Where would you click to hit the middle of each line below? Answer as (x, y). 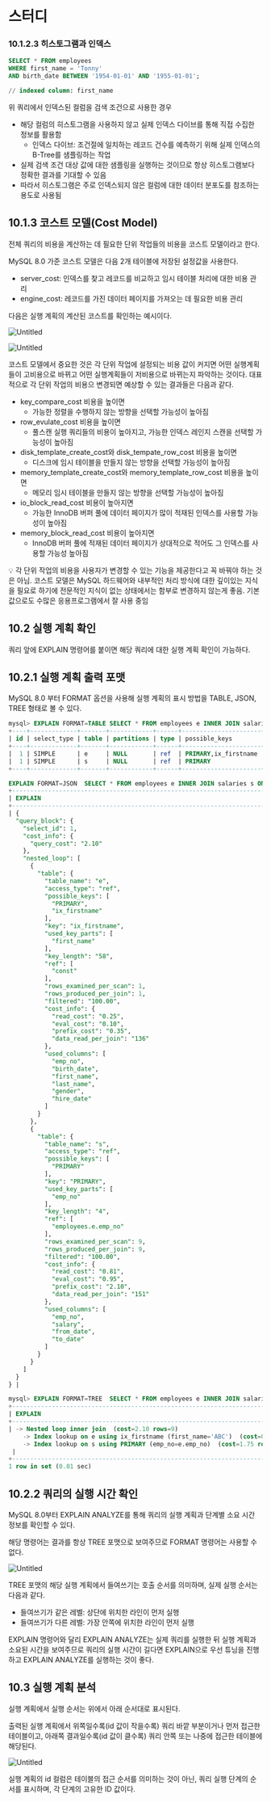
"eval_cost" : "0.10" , (88, 1024)
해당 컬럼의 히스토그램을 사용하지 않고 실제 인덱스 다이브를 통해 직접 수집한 (138, 124)
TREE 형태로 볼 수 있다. (45, 709)
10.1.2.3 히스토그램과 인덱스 (60, 44)
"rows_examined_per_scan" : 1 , (95, 987)
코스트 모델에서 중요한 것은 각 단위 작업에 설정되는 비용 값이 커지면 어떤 (120, 364)
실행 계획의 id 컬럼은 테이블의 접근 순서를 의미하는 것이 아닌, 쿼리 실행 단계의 (128, 1779)
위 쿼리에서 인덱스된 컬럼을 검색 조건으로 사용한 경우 (90, 107)
